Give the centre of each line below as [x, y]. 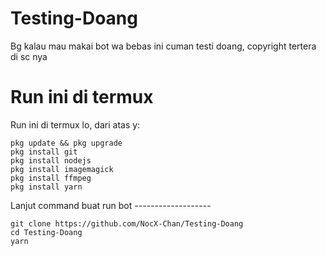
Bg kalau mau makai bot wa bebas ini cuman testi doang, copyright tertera [163, 46]
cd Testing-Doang [46, 232]
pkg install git [44, 152]
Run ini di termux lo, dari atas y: [75, 124]
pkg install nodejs [51, 160]
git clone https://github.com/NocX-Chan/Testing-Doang [127, 223]
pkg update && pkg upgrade [66, 143]
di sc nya [29, 56]
